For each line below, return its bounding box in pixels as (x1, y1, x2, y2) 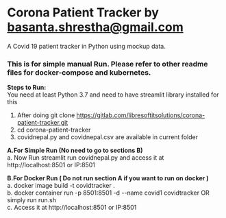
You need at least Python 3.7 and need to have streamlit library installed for (7, 90, 219, 99)
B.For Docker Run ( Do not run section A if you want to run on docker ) (7, 174, 209, 182)
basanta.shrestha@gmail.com (7, 19, 184, 35)
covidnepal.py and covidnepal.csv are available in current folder (16, 133, 199, 141)
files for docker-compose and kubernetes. (7, 67, 151, 77)
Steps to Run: (7, 84, 47, 92)
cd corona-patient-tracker (16, 125, 91, 134)
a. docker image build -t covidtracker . (7, 182, 115, 190)
